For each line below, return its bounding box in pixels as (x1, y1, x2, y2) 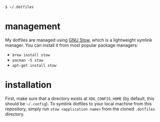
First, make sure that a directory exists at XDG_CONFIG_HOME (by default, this (5, 96, 155, 101)
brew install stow (12, 52, 50, 57)
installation (5, 79, 52, 91)
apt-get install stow (12, 63, 56, 68)
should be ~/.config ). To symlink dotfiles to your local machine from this (5, 100, 152, 106)
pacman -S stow (12, 58, 44, 63)
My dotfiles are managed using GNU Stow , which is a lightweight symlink (5, 37, 153, 43)
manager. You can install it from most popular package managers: (5, 42, 138, 48)
